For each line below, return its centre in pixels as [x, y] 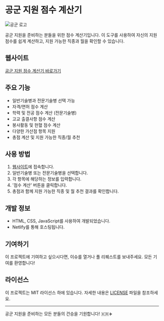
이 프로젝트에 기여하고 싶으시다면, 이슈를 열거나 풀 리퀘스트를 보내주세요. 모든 [79, 257]
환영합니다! [25, 263]
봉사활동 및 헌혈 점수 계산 [36, 125]
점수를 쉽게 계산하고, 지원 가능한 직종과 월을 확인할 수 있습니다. [65, 41]
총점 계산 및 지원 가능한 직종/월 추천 [46, 137]
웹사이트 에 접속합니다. [33, 167]
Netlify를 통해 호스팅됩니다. [38, 227]
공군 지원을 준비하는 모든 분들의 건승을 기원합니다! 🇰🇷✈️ [59, 314]
